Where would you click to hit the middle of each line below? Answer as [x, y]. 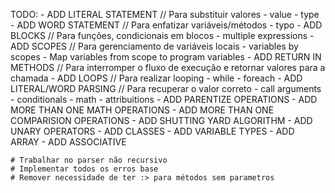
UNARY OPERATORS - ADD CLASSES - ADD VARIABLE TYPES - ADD [152, 131]
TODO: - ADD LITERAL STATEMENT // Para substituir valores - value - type [165, 14]
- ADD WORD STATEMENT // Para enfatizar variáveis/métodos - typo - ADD [166, 25]
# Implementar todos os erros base [84, 169]
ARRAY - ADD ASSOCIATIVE [68, 142]
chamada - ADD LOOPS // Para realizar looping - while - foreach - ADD [156, 78]
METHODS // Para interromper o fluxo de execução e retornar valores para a [168, 67]
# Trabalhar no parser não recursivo [89, 160]
